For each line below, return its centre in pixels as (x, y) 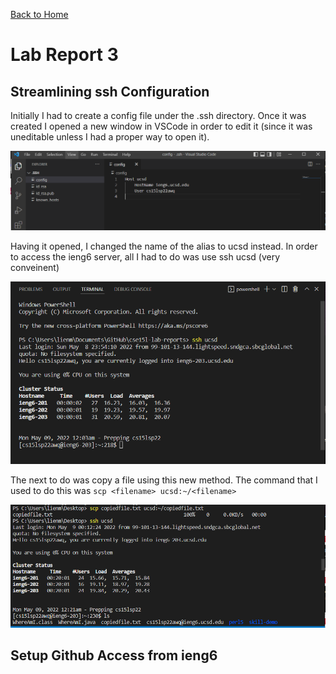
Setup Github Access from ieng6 (114, 655)
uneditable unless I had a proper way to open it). (110, 137)
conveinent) (35, 268)
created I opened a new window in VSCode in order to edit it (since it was (161, 126)
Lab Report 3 (64, 55)
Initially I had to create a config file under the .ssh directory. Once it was (158, 115)
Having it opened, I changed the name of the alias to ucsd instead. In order (164, 246)
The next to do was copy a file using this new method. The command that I (164, 480)
